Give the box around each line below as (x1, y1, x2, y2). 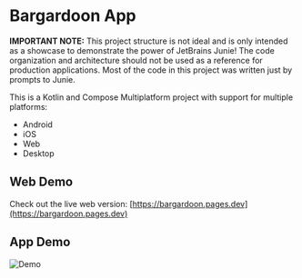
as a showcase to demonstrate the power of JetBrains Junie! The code (9, 45, 275, 55)
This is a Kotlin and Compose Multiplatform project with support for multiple (9, 92, 294, 103)
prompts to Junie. (9, 74, 75, 84)
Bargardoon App (9, 5, 136, 26)
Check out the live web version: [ (9, 198, 134, 209)
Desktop (22, 147, 55, 159)
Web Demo (9, 174, 74, 190)
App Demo (9, 234, 71, 250)
